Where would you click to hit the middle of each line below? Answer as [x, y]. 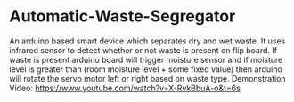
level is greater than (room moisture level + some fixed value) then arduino [146, 69]
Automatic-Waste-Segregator [122, 16]
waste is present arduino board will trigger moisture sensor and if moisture [146, 59]
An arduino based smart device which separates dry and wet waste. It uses [147, 41]
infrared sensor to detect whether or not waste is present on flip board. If [143, 50]
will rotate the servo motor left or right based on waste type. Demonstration [148, 78]
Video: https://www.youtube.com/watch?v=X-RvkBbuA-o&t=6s [125, 88]
